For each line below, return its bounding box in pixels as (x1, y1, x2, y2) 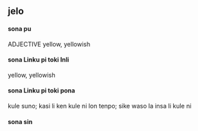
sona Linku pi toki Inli (8, 56, 69, 64)
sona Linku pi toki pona (8, 86, 76, 95)
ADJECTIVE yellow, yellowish (8, 40, 91, 48)
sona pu (8, 24, 32, 33)
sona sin (8, 117, 33, 126)
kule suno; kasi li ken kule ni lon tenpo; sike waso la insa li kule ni (8, 102, 192, 110)
